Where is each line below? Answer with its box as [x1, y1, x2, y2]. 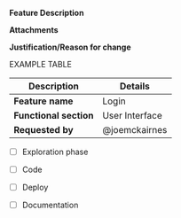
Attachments [9, 25, 59, 35]
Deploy [21, 182, 49, 193]
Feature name [13, 95, 74, 107]
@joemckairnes [101, 124, 168, 136]
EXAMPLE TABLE [9, 59, 73, 69]
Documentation [21, 199, 79, 211]
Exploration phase [21, 146, 89, 157]
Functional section [13, 110, 94, 121]
